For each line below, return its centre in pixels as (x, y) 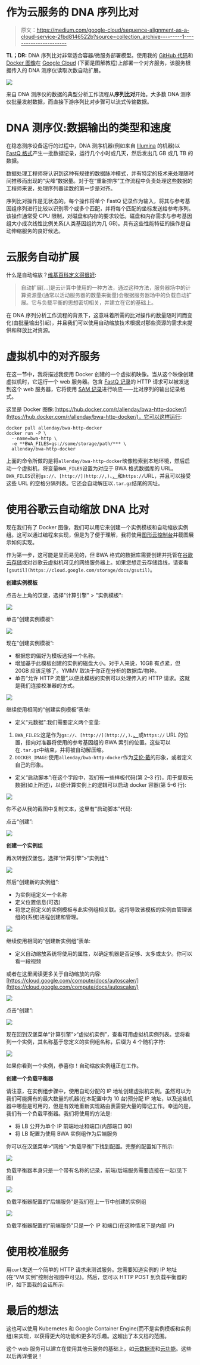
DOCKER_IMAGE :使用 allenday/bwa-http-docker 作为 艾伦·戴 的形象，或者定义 (103, 757)
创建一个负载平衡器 (30, 1078)
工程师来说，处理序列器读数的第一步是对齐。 (61, 188)
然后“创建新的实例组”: (33, 882)
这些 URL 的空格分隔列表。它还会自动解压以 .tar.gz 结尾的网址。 (85, 483)
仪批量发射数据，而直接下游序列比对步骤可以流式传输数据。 (79, 102)
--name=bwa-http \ (35, 438)
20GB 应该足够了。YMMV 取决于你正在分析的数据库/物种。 (87, 670)
